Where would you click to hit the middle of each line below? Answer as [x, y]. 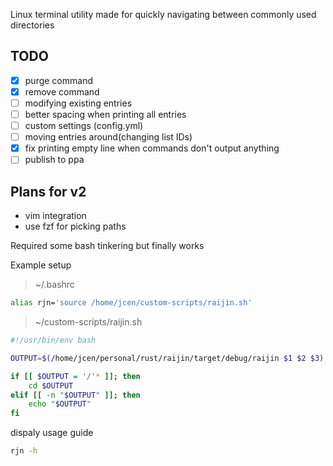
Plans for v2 [48, 191]
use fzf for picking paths [75, 226]
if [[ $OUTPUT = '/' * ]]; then [75, 376]
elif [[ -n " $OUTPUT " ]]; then [75, 395]
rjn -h [24, 451]
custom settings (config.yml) [84, 126]
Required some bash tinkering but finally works [107, 246]
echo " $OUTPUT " [60, 404]
